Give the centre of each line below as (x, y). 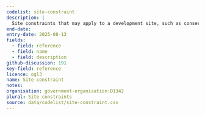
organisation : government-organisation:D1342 (65, 91)
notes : (15, 86)
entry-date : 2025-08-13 (37, 35)
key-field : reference (34, 68)
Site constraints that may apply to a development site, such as (97, 23)
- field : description (39, 57)
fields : (16, 40)
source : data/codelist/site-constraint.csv (63, 102)
